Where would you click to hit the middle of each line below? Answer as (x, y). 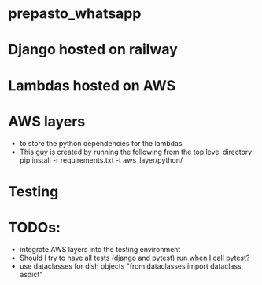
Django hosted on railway (93, 50)
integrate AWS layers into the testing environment (100, 249)
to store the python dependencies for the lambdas (101, 143)
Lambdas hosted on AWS (92, 85)
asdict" (31, 274)
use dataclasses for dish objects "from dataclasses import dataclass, (131, 266)
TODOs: (35, 227)
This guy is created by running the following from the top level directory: (137, 152)
